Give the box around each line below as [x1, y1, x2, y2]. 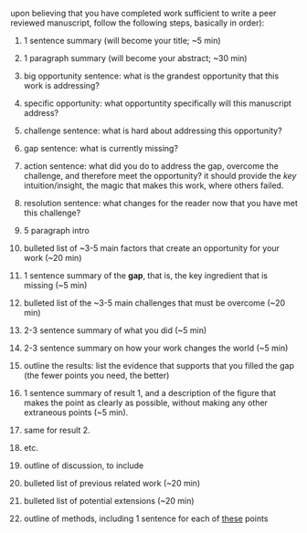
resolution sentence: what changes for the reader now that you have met [23, 198, 298, 208]
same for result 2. [23, 424, 90, 435]
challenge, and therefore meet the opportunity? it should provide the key [23, 171, 297, 181]
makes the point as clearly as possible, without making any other [23, 397, 269, 408]
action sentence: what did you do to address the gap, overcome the [23, 161, 280, 172]
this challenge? [23, 207, 81, 218]
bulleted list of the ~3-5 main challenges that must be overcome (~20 [23, 298, 286, 308]
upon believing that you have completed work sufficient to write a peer [10, 8, 277, 18]
